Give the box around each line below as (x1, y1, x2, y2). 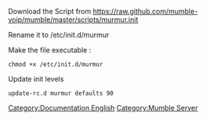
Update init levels (8, 75, 64, 83)
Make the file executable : (8, 45, 92, 54)
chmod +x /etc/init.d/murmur (8, 60, 103, 68)
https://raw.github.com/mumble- (92, 7, 198, 16)
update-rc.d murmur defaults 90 (8, 89, 114, 97)
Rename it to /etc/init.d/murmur (8, 31, 110, 39)
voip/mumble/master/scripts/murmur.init (8, 15, 139, 24)
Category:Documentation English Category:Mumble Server (8, 104, 198, 112)
